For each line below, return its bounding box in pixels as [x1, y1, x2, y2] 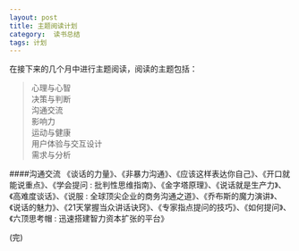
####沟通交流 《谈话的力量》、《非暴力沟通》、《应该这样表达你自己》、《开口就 [9, 169, 291, 180]
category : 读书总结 [9, 29, 81, 38]
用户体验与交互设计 [30, 138, 103, 149]
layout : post [9, 13, 58, 22]
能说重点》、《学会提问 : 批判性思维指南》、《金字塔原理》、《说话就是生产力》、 [9, 180, 286, 190]
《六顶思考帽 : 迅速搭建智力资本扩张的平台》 [9, 213, 169, 224]
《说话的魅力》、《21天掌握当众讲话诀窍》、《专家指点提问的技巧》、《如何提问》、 [9, 202, 292, 213]
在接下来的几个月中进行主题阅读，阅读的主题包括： [9, 63, 198, 74]
